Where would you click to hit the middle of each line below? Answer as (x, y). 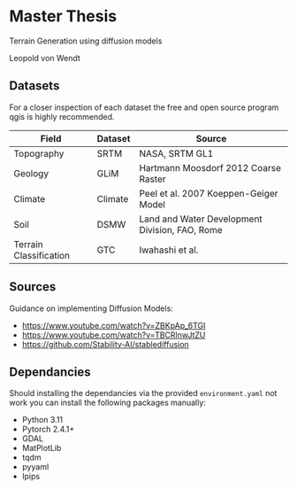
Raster (152, 179)
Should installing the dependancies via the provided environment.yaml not (143, 393)
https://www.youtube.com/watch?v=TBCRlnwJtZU (114, 335)
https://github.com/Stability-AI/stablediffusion (106, 344)
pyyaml (35, 467)
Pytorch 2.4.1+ (48, 429)
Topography (39, 153)
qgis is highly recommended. (62, 116)
